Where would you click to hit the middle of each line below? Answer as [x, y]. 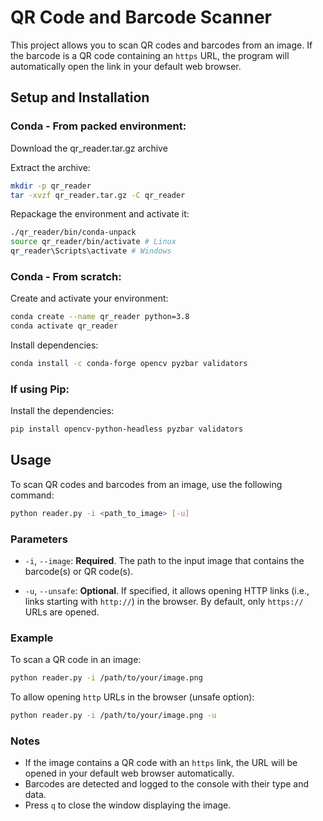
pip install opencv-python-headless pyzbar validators [127, 429]
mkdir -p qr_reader [51, 186]
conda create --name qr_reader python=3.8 [100, 317]
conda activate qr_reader [64, 326]
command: [32, 495]
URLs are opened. [62, 612]
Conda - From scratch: [66, 276]
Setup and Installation [80, 97]
